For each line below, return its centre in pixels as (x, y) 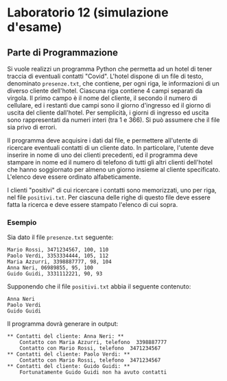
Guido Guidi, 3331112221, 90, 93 (55, 274)
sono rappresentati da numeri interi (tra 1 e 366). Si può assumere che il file (113, 120)
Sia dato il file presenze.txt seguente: (60, 237)
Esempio (22, 222)
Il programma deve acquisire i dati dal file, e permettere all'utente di (103, 140)
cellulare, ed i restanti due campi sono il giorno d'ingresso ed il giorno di (109, 105)
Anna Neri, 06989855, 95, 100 (50, 268)
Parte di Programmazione (63, 52)
